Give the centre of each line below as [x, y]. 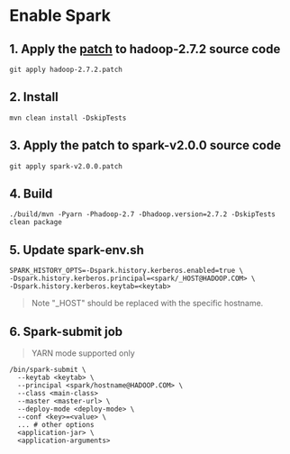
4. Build [31, 194]
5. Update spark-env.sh [77, 250]
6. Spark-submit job [66, 331]
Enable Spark [60, 16]
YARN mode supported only [83, 353]
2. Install [34, 97]
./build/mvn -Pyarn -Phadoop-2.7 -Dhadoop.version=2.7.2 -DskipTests [143, 214]
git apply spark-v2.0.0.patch [66, 166]
